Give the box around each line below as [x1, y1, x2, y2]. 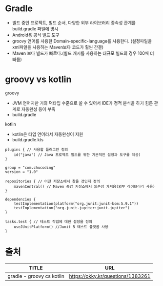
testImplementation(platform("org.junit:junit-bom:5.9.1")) [14, 201, 139, 206]
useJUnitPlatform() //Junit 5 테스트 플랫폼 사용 [14, 224, 109, 229]
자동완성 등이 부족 [21, 106, 56, 112]
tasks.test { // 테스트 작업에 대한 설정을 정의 [5, 219, 93, 224]
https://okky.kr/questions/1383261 [69, 272, 151, 279]
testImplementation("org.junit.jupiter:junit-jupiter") [14, 205, 130, 210]
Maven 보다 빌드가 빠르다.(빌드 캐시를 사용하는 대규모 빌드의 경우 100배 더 [12, 50, 154, 56]
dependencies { [5, 197, 36, 202]
